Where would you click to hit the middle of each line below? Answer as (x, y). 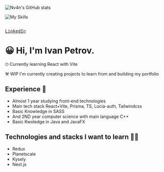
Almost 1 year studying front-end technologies (59, 101)
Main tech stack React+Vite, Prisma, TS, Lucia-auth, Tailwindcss (77, 106)
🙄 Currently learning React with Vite (41, 64)
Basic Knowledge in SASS (38, 111)
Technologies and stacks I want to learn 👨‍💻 (72, 137)
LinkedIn (15, 31)
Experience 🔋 (26, 89)
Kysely (19, 159)
